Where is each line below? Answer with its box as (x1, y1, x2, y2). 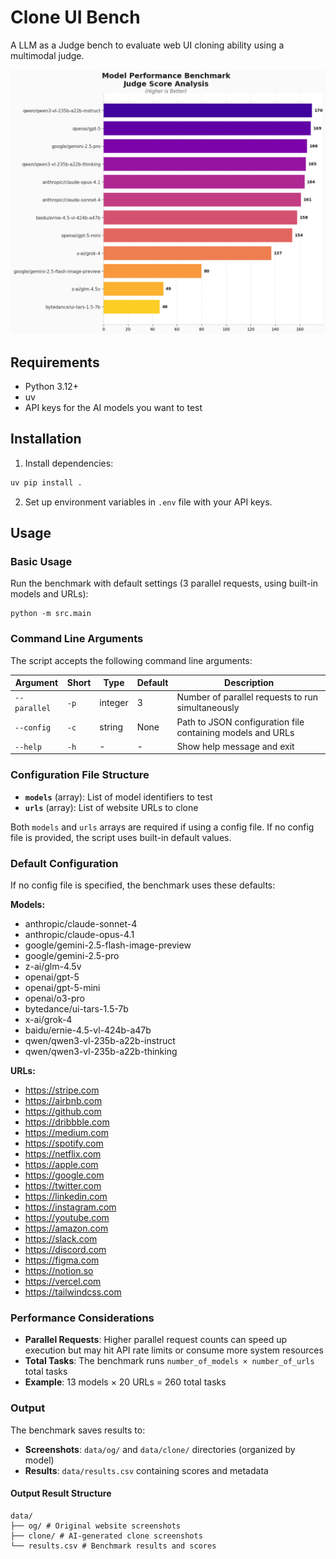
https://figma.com (24, 1254, 100, 1266)
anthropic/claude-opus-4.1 (24, 929, 135, 941)
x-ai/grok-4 (24, 1014, 73, 1026)
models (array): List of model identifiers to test (24, 791, 213, 803)
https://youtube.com (24, 1212, 110, 1224)
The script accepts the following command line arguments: (10, 654, 253, 666)
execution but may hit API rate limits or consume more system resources (24, 1344, 324, 1356)
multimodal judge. (10, 49, 85, 61)
